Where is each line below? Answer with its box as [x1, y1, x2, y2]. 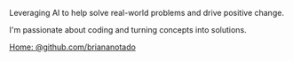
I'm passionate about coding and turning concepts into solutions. [9, 25, 247, 34]
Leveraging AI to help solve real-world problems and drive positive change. [9, 8, 284, 18]
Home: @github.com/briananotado [9, 42, 136, 52]
